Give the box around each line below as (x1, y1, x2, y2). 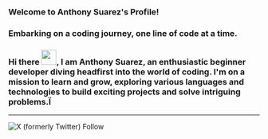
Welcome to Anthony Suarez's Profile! (8, 6, 160, 18)
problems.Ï (8, 96, 52, 107)
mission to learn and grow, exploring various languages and (8, 76, 245, 87)
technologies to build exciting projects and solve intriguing (8, 86, 241, 97)
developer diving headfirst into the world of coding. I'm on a (8, 66, 246, 77)
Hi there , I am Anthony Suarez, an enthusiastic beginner (8, 56, 246, 67)
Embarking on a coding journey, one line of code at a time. (8, 27, 238, 38)
